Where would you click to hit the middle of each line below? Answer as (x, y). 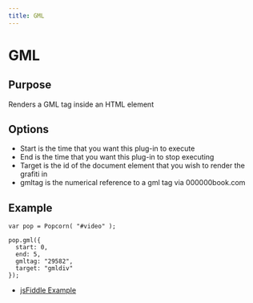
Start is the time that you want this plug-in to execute (107, 148)
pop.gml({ (25, 240)
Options (29, 129)
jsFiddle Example (48, 290)
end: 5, (28, 255)
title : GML (26, 16)
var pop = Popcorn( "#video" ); (62, 226)
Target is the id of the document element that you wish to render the (133, 166)
